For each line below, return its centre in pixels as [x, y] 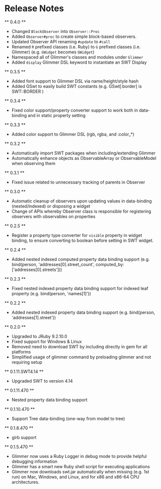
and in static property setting [57, 115]
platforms [21, 352]
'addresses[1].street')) [34, 317]
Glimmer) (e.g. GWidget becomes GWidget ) [53, 52]
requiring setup [27, 362]
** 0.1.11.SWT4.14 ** [24, 371]
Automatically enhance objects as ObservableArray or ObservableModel [84, 158]
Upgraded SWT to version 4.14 [42, 381]
